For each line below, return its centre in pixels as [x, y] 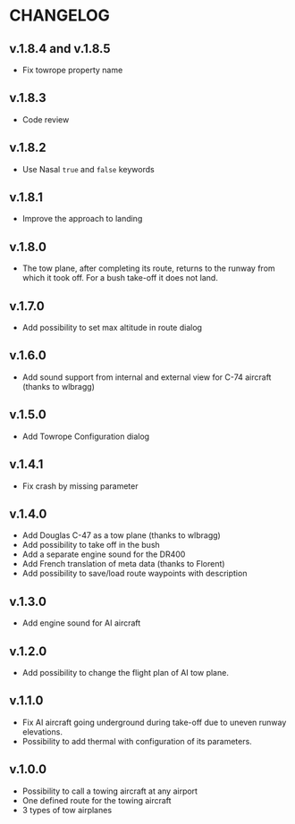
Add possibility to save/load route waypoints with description [135, 574]
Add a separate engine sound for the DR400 [104, 554]
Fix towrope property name [72, 70]
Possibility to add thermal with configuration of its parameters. [137, 741]
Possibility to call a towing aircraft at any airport [110, 791]
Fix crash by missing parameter [80, 486]
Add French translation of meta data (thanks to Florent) [123, 564]
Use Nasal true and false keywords [88, 169]
